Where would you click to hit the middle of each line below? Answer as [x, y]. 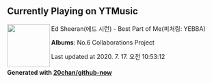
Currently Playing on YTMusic [72, 11]
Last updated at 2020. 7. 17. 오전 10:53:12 [108, 56]
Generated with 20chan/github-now [60, 73]
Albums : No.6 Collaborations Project [103, 42]
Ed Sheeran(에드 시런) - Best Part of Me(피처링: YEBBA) [128, 28]
